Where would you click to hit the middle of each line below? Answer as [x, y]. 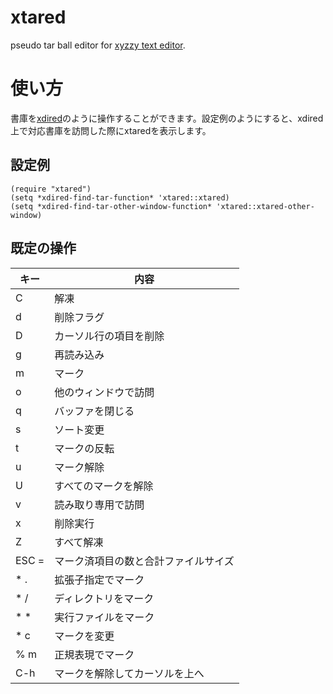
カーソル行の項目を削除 [109, 336]
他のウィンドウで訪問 [104, 392]
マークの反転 [84, 448]
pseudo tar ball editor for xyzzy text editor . [98, 45]
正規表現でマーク [94, 654]
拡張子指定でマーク [99, 579]
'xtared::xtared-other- [265, 206]
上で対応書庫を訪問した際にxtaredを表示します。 [111, 130]
